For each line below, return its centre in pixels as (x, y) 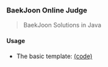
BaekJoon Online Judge (47, 10)
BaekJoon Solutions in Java (62, 25)
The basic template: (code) (54, 56)
